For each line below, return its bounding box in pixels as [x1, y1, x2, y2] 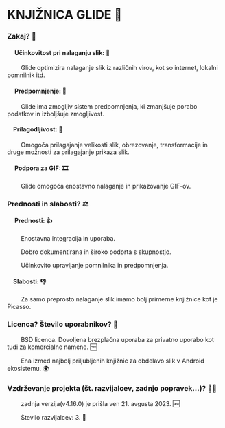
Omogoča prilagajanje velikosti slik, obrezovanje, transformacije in [20, 140, 208, 149]
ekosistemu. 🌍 [7, 364, 49, 372]
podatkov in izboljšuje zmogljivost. [7, 109, 105, 118]
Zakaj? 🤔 [7, 32, 36, 41]
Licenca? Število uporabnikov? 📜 [7, 320, 118, 330]
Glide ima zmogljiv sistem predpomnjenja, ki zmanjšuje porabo [20, 102, 198, 110]
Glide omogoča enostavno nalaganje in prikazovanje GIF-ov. [20, 182, 191, 190]
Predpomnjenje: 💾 [14, 87, 67, 95]
